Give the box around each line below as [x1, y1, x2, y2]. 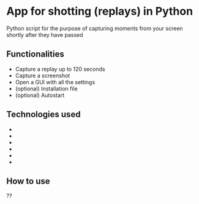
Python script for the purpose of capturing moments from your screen [6, 25, 183, 32]
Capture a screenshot [15, 72, 70, 79]
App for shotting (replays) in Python [6, 4, 193, 18]
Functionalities [6, 49, 64, 60]
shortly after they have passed [6, 31, 84, 38]
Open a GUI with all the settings [15, 78, 96, 85]
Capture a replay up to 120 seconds [15, 65, 105, 73]
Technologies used [6, 109, 81, 120]
